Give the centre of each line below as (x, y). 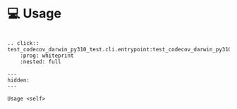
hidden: (19, 80)
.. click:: (23, 43)
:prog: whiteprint (47, 56)
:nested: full (41, 62)
